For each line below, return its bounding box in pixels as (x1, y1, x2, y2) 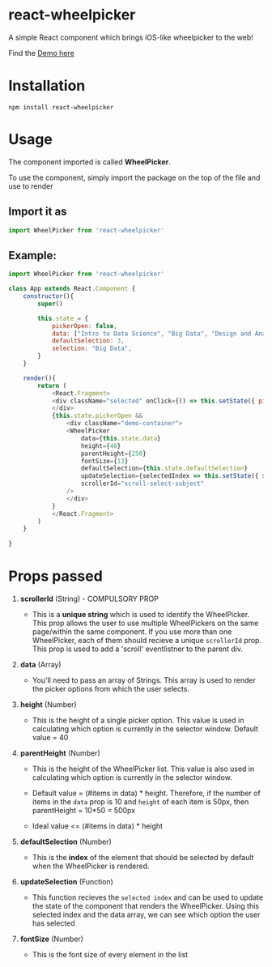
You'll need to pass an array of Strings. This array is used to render (32, 675, 257, 685)
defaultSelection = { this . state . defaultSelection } (80, 464, 249, 473)
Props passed (8, 567, 103, 586)
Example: (8, 249, 57, 262)
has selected (32, 918, 75, 928)
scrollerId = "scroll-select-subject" (80, 479, 205, 488)
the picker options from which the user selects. (32, 684, 190, 693)
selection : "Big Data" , (51, 344, 132, 353)
